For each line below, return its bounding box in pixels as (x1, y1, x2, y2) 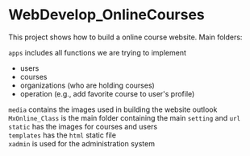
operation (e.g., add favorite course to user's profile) (19, 88, 195, 98)
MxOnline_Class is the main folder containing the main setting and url (8, 113, 240, 122)
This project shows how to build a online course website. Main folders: (8, 32, 243, 42)
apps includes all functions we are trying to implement (8, 47, 187, 57)
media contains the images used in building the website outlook (8, 105, 218, 114)
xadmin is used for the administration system (8, 138, 156, 148)
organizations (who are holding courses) (19, 80, 155, 90)
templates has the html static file (8, 130, 117, 140)
